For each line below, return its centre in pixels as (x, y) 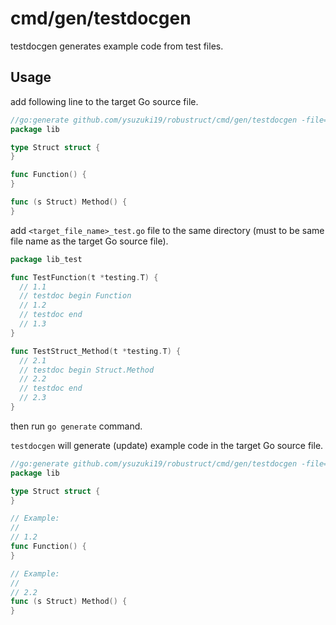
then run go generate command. (76, 426)
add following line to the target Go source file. (104, 101)
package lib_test (46, 259)
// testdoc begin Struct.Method (87, 370)
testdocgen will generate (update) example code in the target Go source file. (167, 445)
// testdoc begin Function (75, 296)
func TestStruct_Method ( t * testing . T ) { (96, 351)
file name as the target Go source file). (89, 241)
